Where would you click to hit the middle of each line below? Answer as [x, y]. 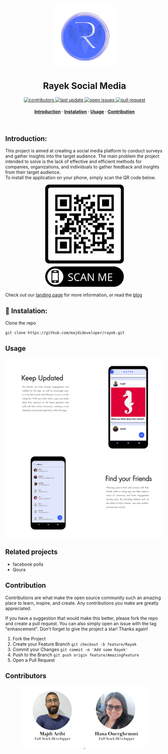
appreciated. [18, 608]
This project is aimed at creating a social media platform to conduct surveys [84, 150]
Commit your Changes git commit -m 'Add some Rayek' [70, 649]
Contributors [26, 676]
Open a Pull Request [34, 660]
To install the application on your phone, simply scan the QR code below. [80, 177]
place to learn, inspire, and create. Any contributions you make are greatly [82, 603]
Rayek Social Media [85, 86]
